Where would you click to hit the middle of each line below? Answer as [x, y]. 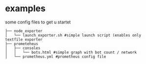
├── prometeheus [22, 44]
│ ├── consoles [23, 48]
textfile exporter [24, 40]
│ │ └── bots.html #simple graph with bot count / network [71, 52]
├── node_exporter [24, 31]
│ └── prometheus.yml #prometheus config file [56, 57]
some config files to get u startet [38, 22]
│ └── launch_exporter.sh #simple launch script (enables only [73, 35]
